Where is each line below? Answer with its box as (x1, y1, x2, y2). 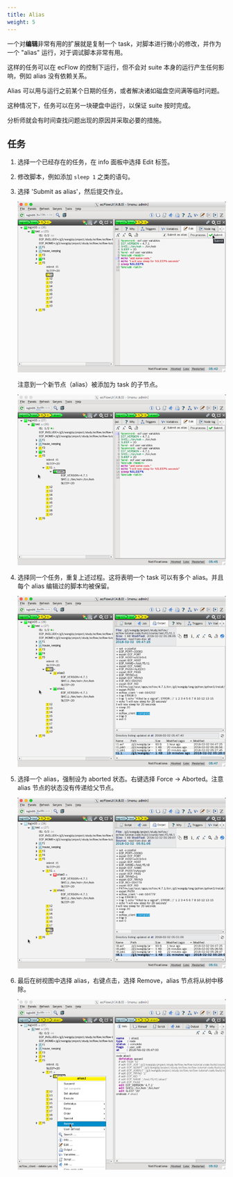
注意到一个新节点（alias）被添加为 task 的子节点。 (17, 380, 162, 389)
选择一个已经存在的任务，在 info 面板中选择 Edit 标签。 (17, 158, 174, 166)
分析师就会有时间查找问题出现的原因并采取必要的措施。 (7, 115, 165, 124)
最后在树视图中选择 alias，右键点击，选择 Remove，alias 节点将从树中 (17, 976, 218, 984)
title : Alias (7, 11, 45, 18)
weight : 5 (7, 18, 36, 26)
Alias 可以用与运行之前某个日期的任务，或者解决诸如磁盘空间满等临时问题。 (7, 86, 223, 95)
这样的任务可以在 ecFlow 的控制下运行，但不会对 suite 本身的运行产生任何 (7, 63, 218, 71)
